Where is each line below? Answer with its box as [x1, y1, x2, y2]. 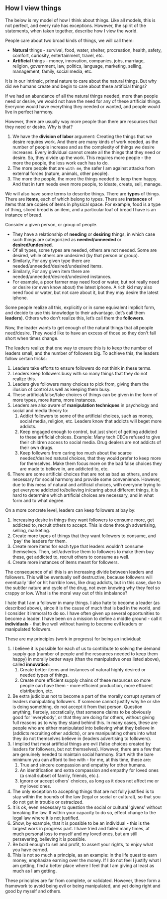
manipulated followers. [5, 626, 52, 632]
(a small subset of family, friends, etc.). [19, 772, 100, 778]
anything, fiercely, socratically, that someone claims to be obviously [12, 709, 152, 715]
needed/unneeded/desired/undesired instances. [12, 274, 112, 280]
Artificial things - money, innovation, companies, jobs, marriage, [12, 57, 145, 64]
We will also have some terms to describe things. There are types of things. [5, 190, 161, 196]
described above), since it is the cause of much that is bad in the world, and [5, 605, 161, 611]
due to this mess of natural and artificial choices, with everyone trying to [12, 481, 161, 487]
